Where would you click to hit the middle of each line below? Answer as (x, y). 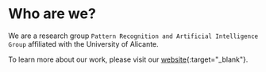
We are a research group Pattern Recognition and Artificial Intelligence (133, 36)
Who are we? (52, 14)
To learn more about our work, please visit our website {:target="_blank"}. (128, 59)
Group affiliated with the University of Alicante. (83, 44)
